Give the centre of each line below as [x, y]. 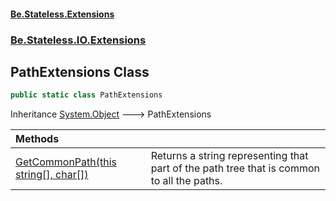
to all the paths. [186, 181]
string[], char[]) [52, 175]
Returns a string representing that [229, 156]
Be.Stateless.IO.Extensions [78, 40]
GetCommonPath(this [66, 162]
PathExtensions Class [80, 71]
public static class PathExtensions [86, 95]
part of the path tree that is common [235, 168]
